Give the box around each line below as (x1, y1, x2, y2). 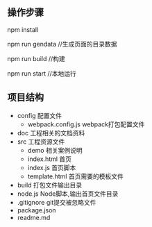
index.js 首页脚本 (27, 163, 76, 171)
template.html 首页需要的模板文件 (27, 172, 124, 180)
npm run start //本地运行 (7, 69, 76, 78)
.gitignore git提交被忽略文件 (17, 198, 96, 206)
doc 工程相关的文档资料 (17, 128, 85, 137)
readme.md (17, 213, 51, 221)
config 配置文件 (17, 111, 62, 119)
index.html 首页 (27, 155, 71, 163)
